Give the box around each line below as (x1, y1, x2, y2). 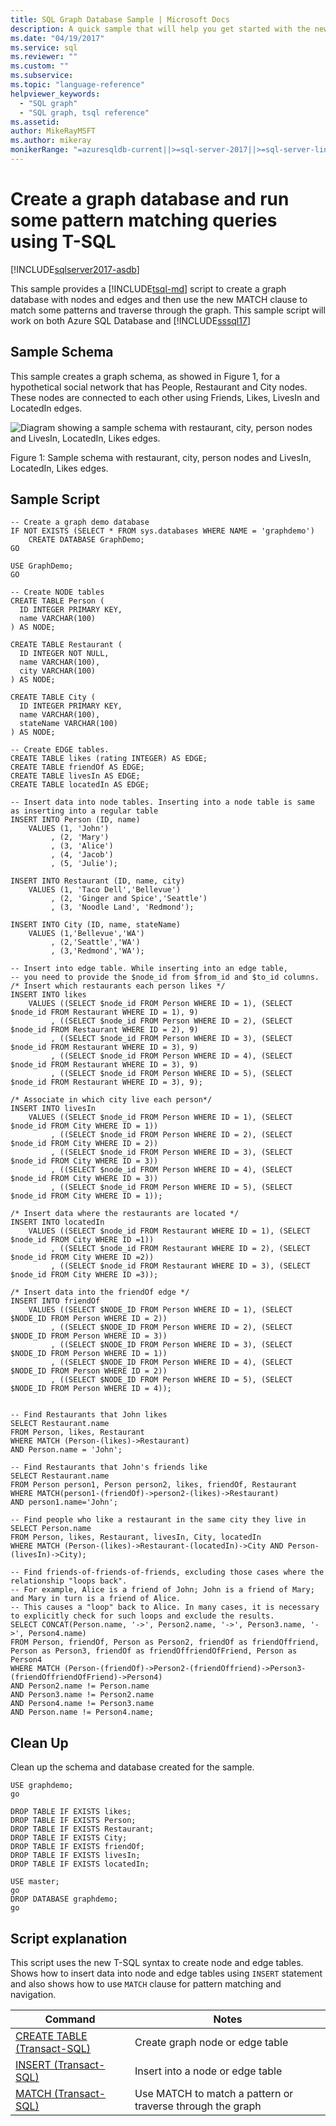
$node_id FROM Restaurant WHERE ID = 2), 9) (10, 1025, 199, 1035)
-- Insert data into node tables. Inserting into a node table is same (10, 797, 315, 808)
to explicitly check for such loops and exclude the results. (10, 1611, 275, 1621)
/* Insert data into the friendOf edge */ (10, 1287, 190, 1298)
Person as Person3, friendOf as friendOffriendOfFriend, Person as (10, 1646, 298, 1656)
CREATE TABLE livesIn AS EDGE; (10, 771, 141, 781)
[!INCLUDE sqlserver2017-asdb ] (10, 263, 140, 275)
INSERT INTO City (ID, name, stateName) (10, 920, 182, 930)
